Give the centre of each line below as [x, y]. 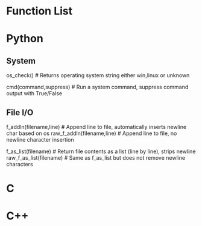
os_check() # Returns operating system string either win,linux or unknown [98, 75]
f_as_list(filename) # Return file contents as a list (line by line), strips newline [101, 151]
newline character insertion [40, 140]
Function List [39, 11]
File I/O [20, 112]
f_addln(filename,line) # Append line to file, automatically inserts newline [96, 127]
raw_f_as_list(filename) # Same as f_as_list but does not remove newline [96, 158]
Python [25, 39]
